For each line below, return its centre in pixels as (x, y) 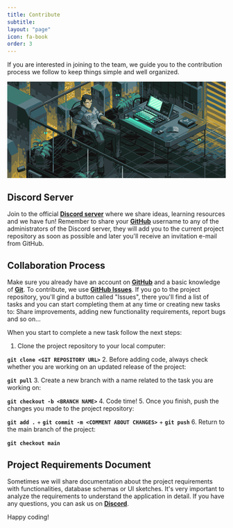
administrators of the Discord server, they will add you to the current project (115, 229)
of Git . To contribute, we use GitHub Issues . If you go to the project (104, 290)
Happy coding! (28, 517)
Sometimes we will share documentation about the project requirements (110, 481)
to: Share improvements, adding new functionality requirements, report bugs (116, 312)
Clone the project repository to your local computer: (92, 346)
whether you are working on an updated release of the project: (97, 367)
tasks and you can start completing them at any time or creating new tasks (114, 304)
